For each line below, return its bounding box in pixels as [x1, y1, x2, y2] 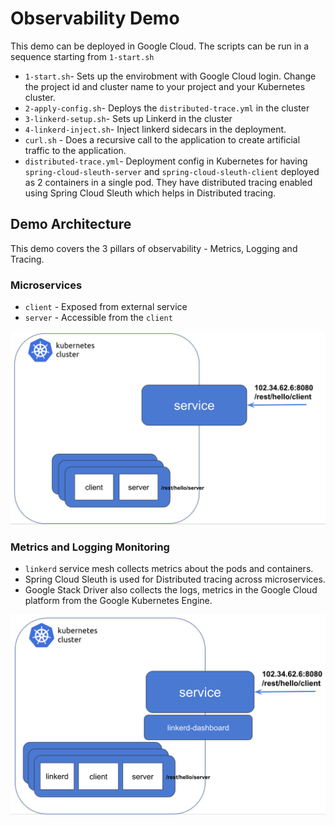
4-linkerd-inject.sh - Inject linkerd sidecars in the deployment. [24, 123, 287, 135]
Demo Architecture [10, 216, 132, 233]
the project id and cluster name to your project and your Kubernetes [24, 80, 306, 92]
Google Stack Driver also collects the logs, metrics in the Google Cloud [24, 584, 318, 596]
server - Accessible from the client [24, 312, 173, 324]
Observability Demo [10, 7, 180, 30]
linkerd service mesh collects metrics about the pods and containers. [24, 563, 314, 575]
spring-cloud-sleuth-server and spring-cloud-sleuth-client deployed [24, 165, 320, 177]
